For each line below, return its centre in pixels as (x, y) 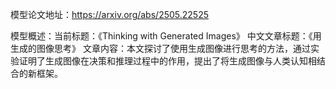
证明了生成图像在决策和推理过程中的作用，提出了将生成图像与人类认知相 (167, 61)
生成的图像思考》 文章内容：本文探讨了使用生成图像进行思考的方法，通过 (160, 48)
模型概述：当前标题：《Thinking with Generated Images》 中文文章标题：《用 (166, 36)
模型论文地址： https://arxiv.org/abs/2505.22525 (109, 14)
